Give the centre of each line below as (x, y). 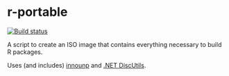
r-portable (37, 12)
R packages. (25, 52)
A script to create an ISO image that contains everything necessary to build (114, 44)
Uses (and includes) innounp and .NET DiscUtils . (77, 65)
